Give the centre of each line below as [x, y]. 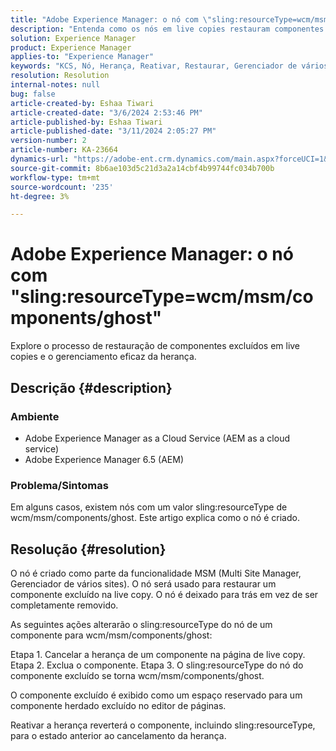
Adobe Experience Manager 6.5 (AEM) [104, 459]
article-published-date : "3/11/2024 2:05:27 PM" [113, 131]
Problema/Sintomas [59, 485]
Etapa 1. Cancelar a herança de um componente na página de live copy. [158, 654]
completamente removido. [64, 605]
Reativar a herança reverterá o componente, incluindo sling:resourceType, [163, 725]
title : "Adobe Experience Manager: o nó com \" [111, 19]
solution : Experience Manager [73, 38]
